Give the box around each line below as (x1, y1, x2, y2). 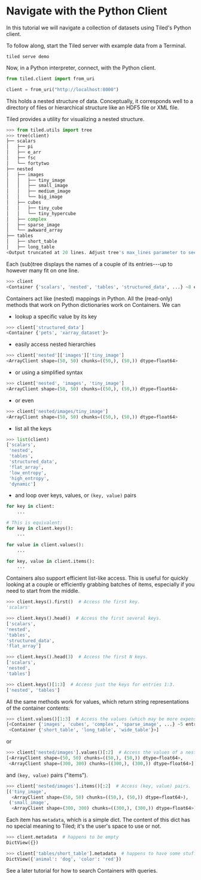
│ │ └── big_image (6, 194, 63, 200)
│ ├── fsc (6, 155, 36, 161)
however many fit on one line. (6, 267, 80, 274)
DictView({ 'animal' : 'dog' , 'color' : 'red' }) (6, 856, 121, 862)
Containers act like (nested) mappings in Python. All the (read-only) (6, 295, 173, 302)
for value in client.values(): (6, 541, 84, 548)
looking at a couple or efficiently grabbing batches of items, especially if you (6, 581, 195, 588)
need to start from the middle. (6, 587, 80, 595)
